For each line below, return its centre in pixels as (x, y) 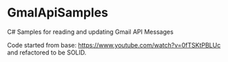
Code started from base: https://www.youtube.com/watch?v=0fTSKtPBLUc (114, 45)
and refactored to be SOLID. (47, 52)
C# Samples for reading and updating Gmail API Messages (90, 32)
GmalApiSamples (58, 13)
